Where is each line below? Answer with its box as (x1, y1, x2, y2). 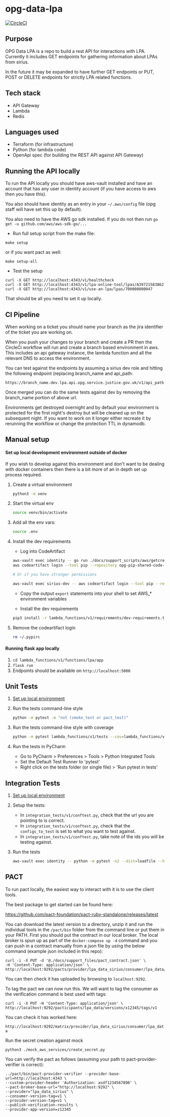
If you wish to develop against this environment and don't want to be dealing (5, 461, 165, 467)
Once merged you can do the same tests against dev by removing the (5, 389, 151, 395)
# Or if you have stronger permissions (12, 572, 97, 577)
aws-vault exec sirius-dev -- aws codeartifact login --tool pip (12, 581, 153, 586)
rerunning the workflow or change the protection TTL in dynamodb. (5, 421, 146, 427)
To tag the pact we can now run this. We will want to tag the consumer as (5, 985, 158, 992)
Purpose (5, 35, 33, 43)
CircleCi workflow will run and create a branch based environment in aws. (5, 344, 159, 350)
